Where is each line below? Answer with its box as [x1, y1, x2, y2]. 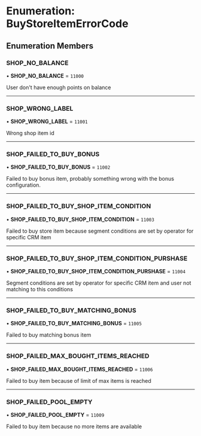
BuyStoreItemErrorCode [6, 17, 129, 31]
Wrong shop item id [6, 130, 55, 137]
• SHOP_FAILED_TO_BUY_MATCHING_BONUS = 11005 [6, 320, 142, 327]
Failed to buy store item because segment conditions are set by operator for [6, 227, 194, 234]
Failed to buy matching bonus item [6, 331, 92, 339]
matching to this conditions [6, 286, 74, 293]
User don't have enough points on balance [6, 84, 111, 91]
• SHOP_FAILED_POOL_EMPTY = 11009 [6, 411, 105, 418]
